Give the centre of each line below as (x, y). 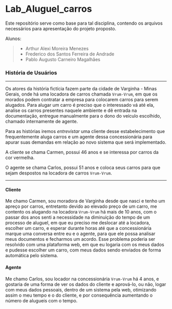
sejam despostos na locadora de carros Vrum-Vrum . (59, 173)
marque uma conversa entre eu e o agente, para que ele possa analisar (80, 234)
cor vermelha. (20, 158)
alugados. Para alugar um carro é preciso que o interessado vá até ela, (80, 105)
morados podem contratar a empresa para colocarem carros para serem (82, 100)
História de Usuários (31, 72)
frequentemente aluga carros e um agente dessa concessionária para (79, 137)
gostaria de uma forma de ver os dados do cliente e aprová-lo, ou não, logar (86, 284)
